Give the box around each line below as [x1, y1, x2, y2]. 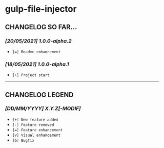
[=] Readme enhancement [12, 49, 61, 54]
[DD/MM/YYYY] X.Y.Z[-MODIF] [5, 105, 81, 112]
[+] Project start [12, 73, 50, 78]
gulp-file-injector [5, 3, 77, 15]
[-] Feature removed [12, 122, 54, 127]
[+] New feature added [12, 117, 59, 122]
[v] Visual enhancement [12, 133, 61, 138]
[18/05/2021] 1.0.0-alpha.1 [5, 61, 69, 67]
